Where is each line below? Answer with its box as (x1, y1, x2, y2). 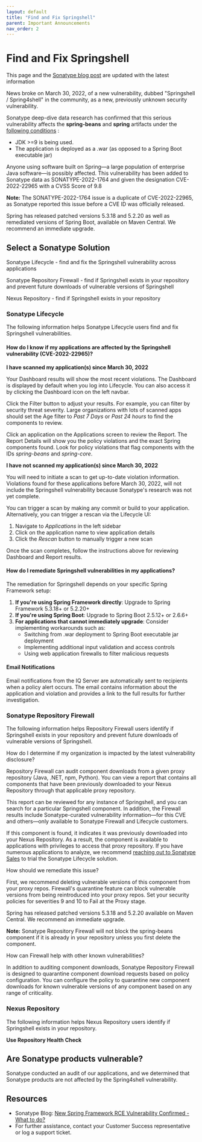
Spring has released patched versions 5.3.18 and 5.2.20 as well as (6, 212, 170, 220)
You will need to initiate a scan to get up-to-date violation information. (6, 473, 180, 480)
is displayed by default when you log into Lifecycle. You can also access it (6, 381, 191, 389)
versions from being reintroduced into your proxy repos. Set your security (6, 891, 189, 899)
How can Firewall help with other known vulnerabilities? (6, 952, 145, 959)
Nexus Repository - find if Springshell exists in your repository (6, 295, 161, 302)
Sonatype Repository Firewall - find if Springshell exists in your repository (6, 277, 189, 284)
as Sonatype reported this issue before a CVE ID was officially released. (6, 200, 185, 208)
